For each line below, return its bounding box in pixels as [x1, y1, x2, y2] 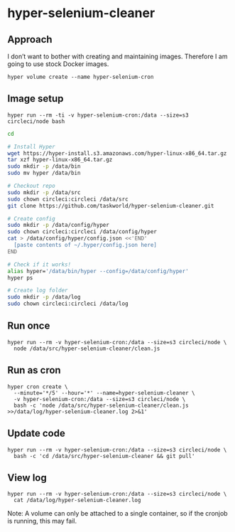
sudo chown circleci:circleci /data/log [7, 300, 129, 307]
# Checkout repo [7, 183, 55, 190]
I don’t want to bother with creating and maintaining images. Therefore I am [7, 52, 228, 60]
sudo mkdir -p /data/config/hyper [7, 222, 110, 229]
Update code [7, 427, 65, 440]
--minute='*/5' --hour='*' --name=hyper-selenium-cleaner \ [13, 389, 195, 396]
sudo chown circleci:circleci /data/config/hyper [7, 228, 158, 235]
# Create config [7, 215, 55, 222]
